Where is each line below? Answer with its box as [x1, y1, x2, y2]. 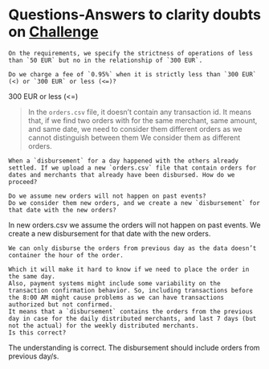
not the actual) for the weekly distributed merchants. [8, 322, 199, 330]
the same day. [8, 272, 56, 281]
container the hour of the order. [8, 251, 124, 259]
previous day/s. [8, 351, 59, 361]
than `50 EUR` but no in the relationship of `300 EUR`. [8, 56, 203, 64]
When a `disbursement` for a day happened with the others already [8, 157, 239, 165]
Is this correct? [8, 328, 67, 337]
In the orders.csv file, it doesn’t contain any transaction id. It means [27, 107, 251, 117]
